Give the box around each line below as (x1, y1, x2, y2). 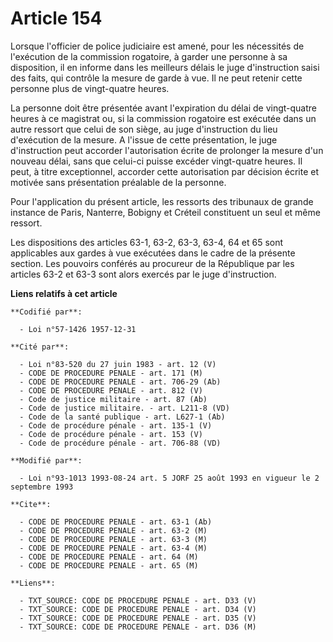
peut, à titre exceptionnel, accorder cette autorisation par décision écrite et (10, 165, 320, 177)
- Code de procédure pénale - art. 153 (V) (19, 429, 203, 439)
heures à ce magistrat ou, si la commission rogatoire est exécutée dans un (10, 112, 317, 124)
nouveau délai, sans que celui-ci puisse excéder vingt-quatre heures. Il (10, 155, 303, 167)
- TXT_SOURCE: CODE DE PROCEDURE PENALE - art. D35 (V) (19, 613, 257, 623)
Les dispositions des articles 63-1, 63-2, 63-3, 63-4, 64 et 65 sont (10, 236, 284, 248)
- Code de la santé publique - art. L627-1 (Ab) (19, 412, 226, 422)
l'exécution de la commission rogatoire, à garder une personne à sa (10, 50, 288, 62)
